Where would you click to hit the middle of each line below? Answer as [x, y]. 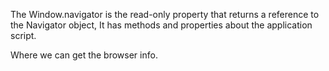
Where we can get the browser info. [84, 55]
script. [23, 35]
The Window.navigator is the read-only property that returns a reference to [165, 14]
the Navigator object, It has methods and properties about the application [161, 25]
